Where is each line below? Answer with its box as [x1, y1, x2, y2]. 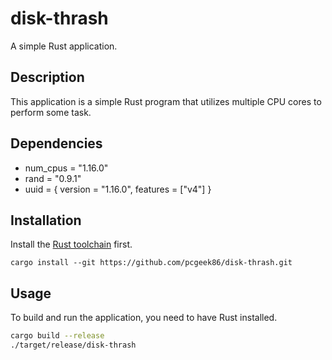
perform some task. [10, 106, 92, 118]
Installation [10, 212, 82, 229]
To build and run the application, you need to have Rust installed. [10, 312, 278, 324]
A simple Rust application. [10, 40, 118, 52]
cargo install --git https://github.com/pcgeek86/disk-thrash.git [10, 258, 293, 268]
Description [10, 69, 85, 86]
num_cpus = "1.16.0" [24, 162, 109, 174]
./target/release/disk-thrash [10, 340, 137, 351]
